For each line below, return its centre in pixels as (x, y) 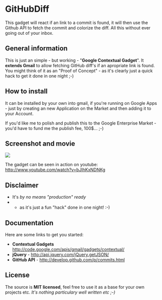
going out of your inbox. (29, 33)
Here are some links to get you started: (44, 235)
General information (36, 48)
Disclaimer (22, 185)
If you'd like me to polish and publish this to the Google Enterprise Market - (81, 123)
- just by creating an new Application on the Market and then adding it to (78, 108)
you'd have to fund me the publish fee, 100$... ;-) (54, 128)
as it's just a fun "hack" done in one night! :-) (65, 207)
